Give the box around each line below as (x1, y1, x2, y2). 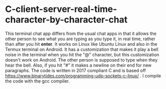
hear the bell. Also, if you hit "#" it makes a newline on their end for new (5, 62, 152, 68)
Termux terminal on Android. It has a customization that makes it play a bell (5, 46, 159, 52)
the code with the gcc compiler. (5, 78, 70, 84)
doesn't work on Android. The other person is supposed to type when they (5, 57, 158, 63)
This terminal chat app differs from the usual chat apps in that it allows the (5, 30, 157, 36)
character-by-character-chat (5, 14, 128, 25)
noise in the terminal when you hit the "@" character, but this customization (5, 51, 160, 58)
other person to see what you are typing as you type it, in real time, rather (5, 36, 156, 42)
